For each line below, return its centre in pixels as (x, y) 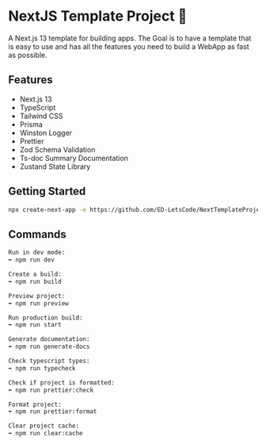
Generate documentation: (49, 339)
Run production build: (46, 318)
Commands (38, 234)
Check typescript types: (49, 361)
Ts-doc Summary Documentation (74, 158)
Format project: (35, 404)
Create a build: (35, 274)
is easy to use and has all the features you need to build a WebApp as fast (129, 46)
